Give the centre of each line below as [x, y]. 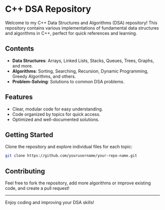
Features [19, 97]
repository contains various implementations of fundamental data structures [82, 28]
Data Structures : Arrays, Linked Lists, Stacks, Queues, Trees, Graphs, [83, 61]
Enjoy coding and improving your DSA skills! [50, 203]
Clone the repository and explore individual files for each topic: [69, 147]
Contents [20, 49]
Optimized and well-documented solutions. [56, 119]
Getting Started [29, 135]
